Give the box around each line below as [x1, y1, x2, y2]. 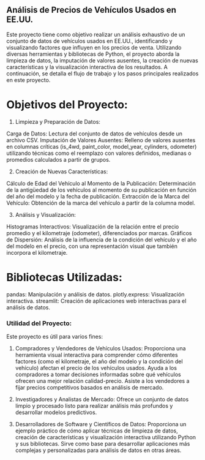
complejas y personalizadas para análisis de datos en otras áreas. [15, 447, 182, 454]
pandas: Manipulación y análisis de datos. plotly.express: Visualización [6, 290, 185, 298]
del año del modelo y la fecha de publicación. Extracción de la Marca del [6, 192, 190, 200]
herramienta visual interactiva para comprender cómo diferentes [15, 351, 179, 358]
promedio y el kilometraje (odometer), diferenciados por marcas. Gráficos [6, 229, 192, 236]
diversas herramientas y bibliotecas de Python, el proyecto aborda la [6, 50, 180, 58]
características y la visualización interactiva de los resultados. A [6, 63, 168, 70]
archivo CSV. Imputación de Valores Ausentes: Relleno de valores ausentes [6, 136, 196, 143]
